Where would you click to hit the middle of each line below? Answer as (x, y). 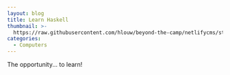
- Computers (30, 45)
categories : (24, 39)
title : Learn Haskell (38, 20)
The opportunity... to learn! (45, 64)
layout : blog (26, 13)
